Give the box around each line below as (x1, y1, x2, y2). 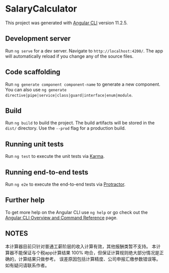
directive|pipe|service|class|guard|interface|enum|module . (5, 92, 133, 98)
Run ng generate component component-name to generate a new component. (5, 81, 161, 87)
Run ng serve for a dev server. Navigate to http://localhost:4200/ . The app (5, 47, 163, 53)
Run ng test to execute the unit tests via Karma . (5, 153, 105, 159)
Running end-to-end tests (5, 168, 89, 177)
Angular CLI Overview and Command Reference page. (5, 214, 118, 221)
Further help (5, 196, 45, 204)
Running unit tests (5, 140, 64, 148)
